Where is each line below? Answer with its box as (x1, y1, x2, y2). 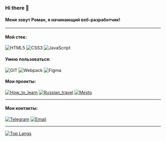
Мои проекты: (5, 78, 36, 84)
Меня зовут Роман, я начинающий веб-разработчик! (5, 17, 121, 23)
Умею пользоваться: (5, 56, 51, 62)
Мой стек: (5, 34, 27, 40)
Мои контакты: (5, 106, 38, 111)
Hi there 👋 (5, 4, 30, 11)
